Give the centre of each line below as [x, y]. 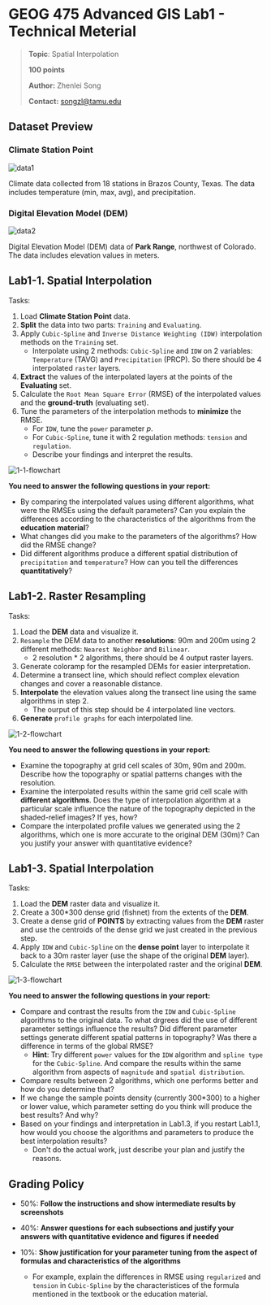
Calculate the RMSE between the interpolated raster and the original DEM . [141, 964]
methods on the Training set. [69, 341]
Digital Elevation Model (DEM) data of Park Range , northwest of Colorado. [132, 246]
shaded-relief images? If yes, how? [79, 817]
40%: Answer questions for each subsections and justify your [127, 1228]
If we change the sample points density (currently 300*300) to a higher [140, 1098]
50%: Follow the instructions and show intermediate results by [128, 1203]
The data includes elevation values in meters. [84, 255]
